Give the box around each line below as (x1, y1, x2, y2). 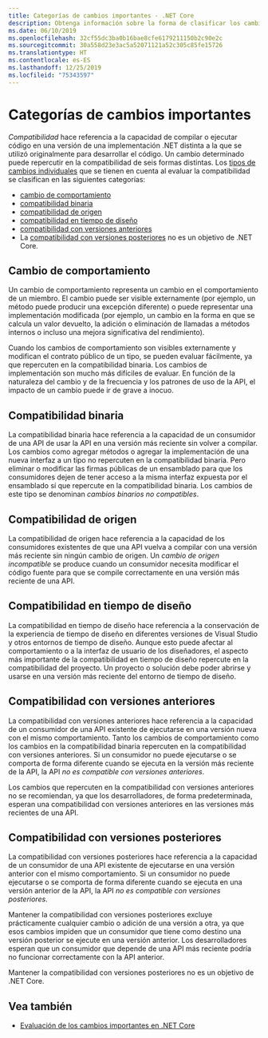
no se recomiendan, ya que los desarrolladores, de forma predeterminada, (8, 790, 253, 800)
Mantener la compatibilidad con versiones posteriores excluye (8, 910, 213, 920)
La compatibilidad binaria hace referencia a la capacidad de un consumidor (8, 430, 256, 439)
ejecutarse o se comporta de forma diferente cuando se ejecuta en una (8, 877, 242, 887)
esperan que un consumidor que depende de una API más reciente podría (8, 944, 252, 953)
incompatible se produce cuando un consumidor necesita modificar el (8, 559, 239, 568)
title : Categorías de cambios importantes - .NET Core (8, 11, 195, 20)
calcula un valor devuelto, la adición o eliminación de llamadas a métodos (8, 319, 250, 328)
